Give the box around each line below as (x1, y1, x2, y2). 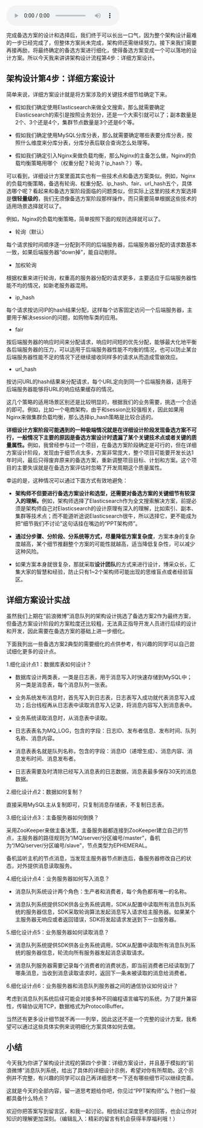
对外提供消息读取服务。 (16, 862, 76, 869)
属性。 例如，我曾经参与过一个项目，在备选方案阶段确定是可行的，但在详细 (11, 441, 197, 449)
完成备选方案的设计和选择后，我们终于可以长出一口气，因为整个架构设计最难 (6, 31, 197, 39)
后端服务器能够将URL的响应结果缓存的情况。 (6, 385, 118, 393)
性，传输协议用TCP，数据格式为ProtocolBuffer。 (6, 1002, 127, 1010)
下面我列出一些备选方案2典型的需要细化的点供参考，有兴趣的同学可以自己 (6, 640, 190, 647)
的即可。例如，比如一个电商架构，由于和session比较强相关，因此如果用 (6, 406, 184, 413)
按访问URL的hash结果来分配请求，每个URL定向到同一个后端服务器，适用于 (6, 377, 193, 385)
